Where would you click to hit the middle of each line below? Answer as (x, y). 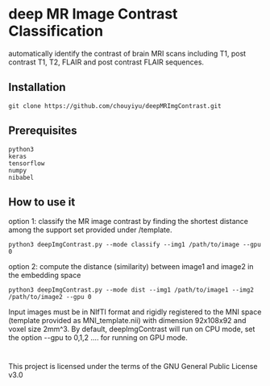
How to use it (42, 202)
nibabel (21, 177)
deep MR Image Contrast (93, 14)
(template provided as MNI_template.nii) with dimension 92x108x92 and (127, 321)
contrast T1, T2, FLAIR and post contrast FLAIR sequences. (106, 62)
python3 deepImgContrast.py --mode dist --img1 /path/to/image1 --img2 (131, 290)
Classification (56, 31)
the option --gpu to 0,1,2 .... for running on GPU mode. (98, 338)
